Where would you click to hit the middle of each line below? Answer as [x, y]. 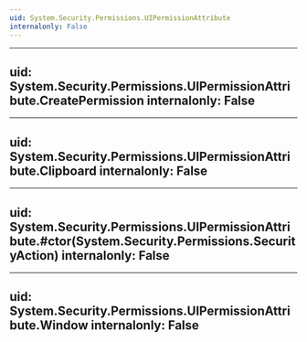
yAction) [34, 256]
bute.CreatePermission [77, 100]
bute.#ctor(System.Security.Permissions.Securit [153, 241]
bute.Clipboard [53, 171]
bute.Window [49, 326]
